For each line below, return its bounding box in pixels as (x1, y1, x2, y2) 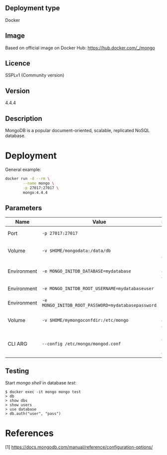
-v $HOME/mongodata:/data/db (42, 248, 111, 254)
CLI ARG (7, 340, 27, 347)
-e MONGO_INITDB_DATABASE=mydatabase (42, 268, 131, 274)
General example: (5, 166, 41, 172)
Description (5, 114, 42, 123)
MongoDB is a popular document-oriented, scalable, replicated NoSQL (5, 128, 150, 134)
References (5, 428, 54, 439)
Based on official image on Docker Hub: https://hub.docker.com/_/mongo (5, 45, 155, 51)
